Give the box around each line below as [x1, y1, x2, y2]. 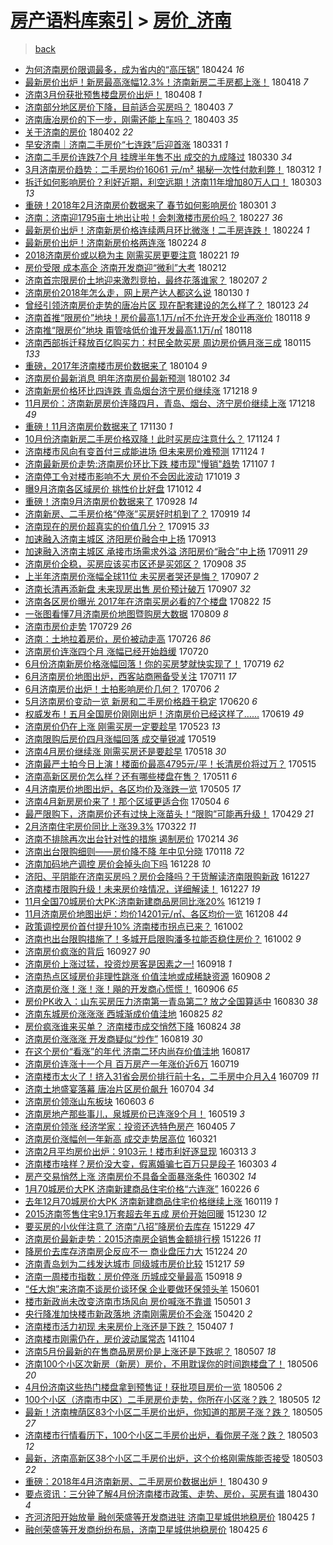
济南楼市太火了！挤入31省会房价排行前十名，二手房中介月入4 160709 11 [24, 1070, 319, 1082]
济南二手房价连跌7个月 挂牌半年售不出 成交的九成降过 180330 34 [24, 151, 293, 163]
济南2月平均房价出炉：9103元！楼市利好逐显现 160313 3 [24, 1145, 257, 1157]
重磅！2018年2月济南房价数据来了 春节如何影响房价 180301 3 [24, 199, 277, 211]
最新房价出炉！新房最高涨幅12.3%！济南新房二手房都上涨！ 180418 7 [24, 76, 309, 88]
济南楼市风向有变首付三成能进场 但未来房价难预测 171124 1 [24, 445, 265, 457]
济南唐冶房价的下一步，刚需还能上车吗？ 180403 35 [24, 113, 239, 125]
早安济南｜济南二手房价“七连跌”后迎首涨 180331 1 [24, 138, 228, 150]
